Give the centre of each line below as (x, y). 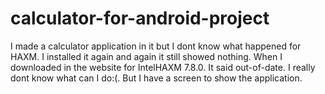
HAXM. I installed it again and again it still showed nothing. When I (146, 56)
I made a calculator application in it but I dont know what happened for (156, 46)
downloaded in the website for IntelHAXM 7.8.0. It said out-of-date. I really (163, 67)
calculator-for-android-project (140, 18)
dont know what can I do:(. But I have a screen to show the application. (156, 78)
